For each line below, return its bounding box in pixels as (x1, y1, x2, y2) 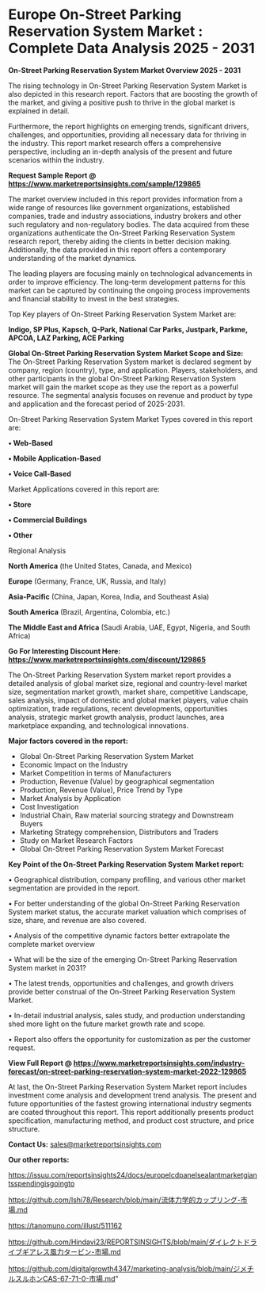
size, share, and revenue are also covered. (8, 915, 146, 925)
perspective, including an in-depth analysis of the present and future (8, 147, 233, 156)
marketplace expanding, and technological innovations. (8, 720, 188, 730)
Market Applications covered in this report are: (8, 484, 160, 493)
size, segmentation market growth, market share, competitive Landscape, (8, 687, 249, 696)
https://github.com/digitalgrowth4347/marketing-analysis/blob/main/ (8, 1263, 234, 1274)
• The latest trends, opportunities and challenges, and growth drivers (8, 978, 234, 988)
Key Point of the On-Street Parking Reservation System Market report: (8, 859, 245, 869)
